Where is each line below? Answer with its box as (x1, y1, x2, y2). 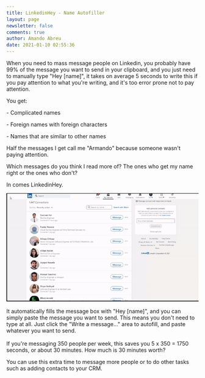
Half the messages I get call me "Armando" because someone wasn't (6, 144, 181, 152)
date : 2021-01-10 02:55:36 (6, 42, 75, 48)
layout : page (6, 16, 40, 23)
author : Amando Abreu (6, 35, 62, 42)
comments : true (6, 29, 45, 35)
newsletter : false (6, 23, 53, 29)
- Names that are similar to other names (6, 133, 107, 140)
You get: (6, 98, 27, 104)
